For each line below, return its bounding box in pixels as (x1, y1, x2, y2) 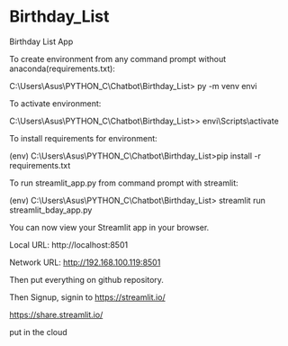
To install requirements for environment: (9, 132, 157, 143)
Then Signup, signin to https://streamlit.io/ (9, 291, 166, 303)
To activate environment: (9, 97, 102, 109)
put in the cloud (9, 326, 67, 337)
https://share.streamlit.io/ (9, 309, 103, 320)
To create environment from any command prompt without (9, 53, 227, 64)
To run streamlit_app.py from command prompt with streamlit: (9, 178, 238, 188)
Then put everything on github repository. (9, 274, 165, 285)
